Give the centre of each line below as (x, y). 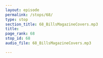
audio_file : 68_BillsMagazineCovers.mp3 (48, 43)
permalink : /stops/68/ (29, 15)
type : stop (17, 19)
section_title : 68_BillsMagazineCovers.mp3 (52, 24)
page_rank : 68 (20, 34)
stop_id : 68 (18, 39)
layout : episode (22, 10)
